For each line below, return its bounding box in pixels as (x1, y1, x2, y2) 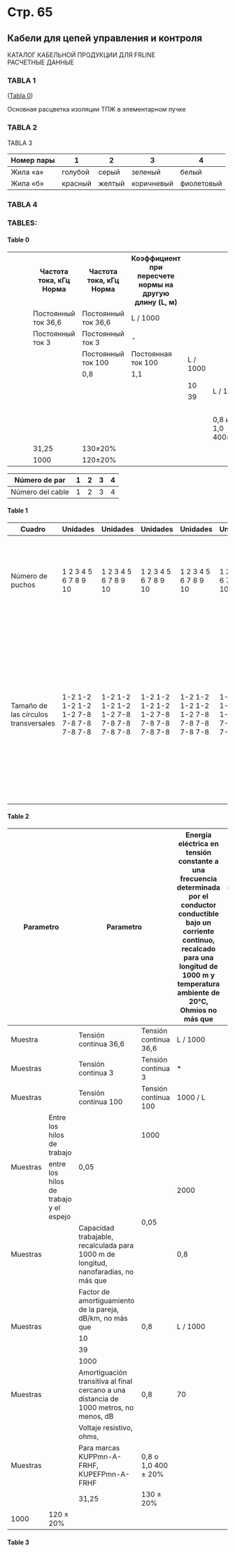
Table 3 (7, 1538, 29, 1546)
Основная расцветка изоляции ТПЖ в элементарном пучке (7, 105, 187, 114)
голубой (62, 167, 90, 177)
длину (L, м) (134, 297, 178, 307)
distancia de (78, 1394, 119, 1404)
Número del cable (10, 486, 70, 496)
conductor (180, 900, 217, 910)
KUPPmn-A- (78, 1452, 122, 1462)
